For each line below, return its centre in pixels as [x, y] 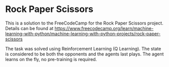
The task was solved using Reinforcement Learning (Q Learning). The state [83, 48]
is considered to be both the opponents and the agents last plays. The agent [84, 54]
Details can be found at [30, 28]
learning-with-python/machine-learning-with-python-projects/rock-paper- [83, 33]
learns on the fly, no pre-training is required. [51, 59]
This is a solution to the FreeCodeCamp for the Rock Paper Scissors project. [84, 23]
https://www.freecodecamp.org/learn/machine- [104, 28]
